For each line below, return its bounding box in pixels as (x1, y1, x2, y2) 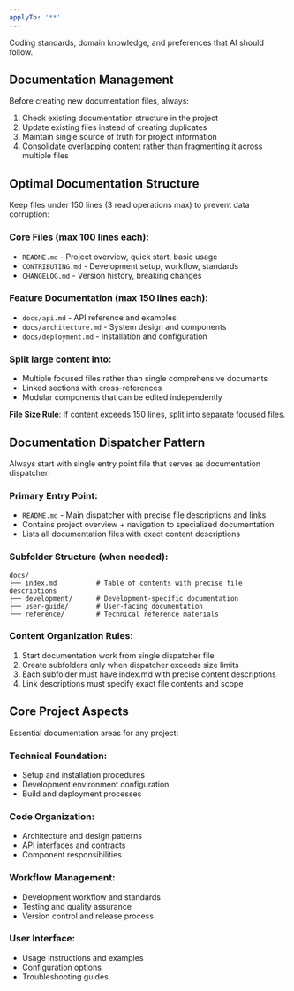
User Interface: (9, 933, 76, 945)
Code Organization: (9, 810, 95, 823)
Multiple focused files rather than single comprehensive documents (21, 373, 268, 384)
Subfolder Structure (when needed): (9, 550, 169, 563)
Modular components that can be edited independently (21, 392, 222, 403)
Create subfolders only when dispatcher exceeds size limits (21, 659, 240, 670)
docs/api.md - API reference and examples (21, 311, 177, 323)
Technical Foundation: (9, 749, 108, 762)
